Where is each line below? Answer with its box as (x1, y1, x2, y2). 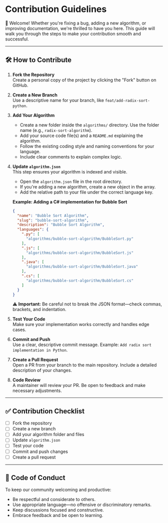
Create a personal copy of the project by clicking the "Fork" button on (12, 76, 156, 83)
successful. (5, 36, 29, 42)
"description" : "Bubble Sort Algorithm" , (17, 222, 105, 227)
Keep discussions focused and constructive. (12, 507, 104, 513)
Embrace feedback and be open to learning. (12, 512, 103, 518)
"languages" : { (17, 227, 49, 232)
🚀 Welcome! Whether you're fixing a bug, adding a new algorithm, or (5, 20, 146, 26)
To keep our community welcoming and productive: (5, 486, 111, 493)
